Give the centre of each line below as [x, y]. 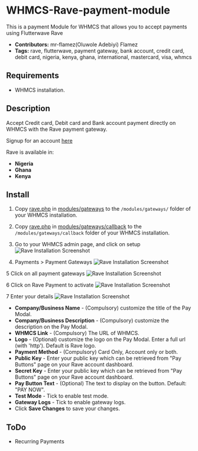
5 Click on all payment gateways [46, 273]
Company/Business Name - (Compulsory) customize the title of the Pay [103, 308]
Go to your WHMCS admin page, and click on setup [77, 244]
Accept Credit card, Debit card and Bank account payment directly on [91, 123]
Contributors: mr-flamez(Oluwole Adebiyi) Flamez [76, 44]
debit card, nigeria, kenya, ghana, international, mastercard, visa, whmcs [103, 57]
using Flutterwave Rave [35, 33]
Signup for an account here [39, 140]
